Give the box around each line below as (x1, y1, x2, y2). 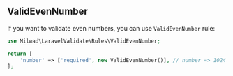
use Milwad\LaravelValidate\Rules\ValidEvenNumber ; (7, 38, 160, 45)
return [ (7, 50, 33, 57)
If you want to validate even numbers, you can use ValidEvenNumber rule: (7, 24, 216, 32)
